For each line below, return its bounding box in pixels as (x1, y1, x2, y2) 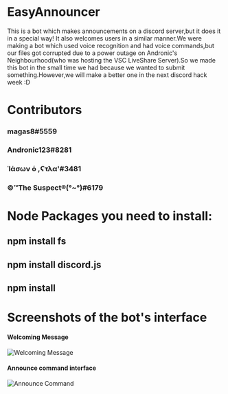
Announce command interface (7, 364, 96, 372)
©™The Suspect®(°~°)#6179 (7, 183, 104, 193)
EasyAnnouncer (7, 4, 101, 20)
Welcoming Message (7, 333, 69, 341)
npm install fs (7, 235, 67, 248)
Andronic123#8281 (7, 145, 72, 155)
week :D (7, 78, 31, 86)
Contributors (7, 102, 82, 118)
